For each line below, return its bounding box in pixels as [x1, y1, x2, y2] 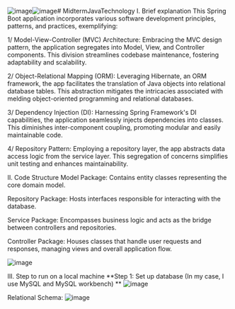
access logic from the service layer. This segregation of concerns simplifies [7, 152, 229, 160]
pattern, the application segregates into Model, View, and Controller [7, 43, 205, 51]
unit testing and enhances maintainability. [7, 159, 129, 168]
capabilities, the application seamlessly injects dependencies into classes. [7, 116, 224, 124]
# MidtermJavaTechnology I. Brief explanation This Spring [57, 7, 227, 15]
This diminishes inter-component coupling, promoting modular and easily [7, 123, 221, 131]
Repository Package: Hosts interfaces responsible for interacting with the [7, 195, 221, 203]
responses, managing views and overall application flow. [7, 245, 172, 253]
